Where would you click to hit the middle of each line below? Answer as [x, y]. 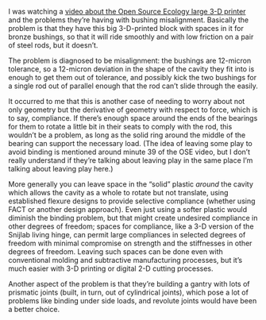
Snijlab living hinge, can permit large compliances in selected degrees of [127, 235]
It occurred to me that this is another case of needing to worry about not [127, 101]
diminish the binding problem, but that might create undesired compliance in [133, 218]
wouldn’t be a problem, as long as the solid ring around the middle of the [127, 135]
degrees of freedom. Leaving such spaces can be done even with [116, 252]
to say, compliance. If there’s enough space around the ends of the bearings [133, 118]
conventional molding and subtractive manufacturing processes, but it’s [125, 260]
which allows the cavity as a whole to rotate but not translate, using [118, 193]
